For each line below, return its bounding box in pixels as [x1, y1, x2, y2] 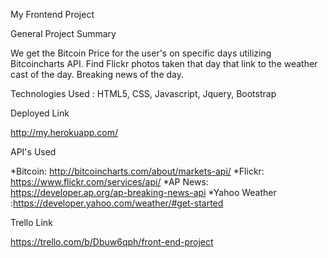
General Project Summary [10, 28, 117, 39]
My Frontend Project [10, 9, 95, 20]
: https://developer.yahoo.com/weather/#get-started [10, 197, 224, 209]
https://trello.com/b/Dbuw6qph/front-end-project [10, 236, 214, 248]
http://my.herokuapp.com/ [10, 127, 119, 138]
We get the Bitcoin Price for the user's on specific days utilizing [10, 47, 272, 59]
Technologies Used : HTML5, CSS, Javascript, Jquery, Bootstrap [10, 88, 277, 99]
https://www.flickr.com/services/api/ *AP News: [10, 176, 209, 188]
